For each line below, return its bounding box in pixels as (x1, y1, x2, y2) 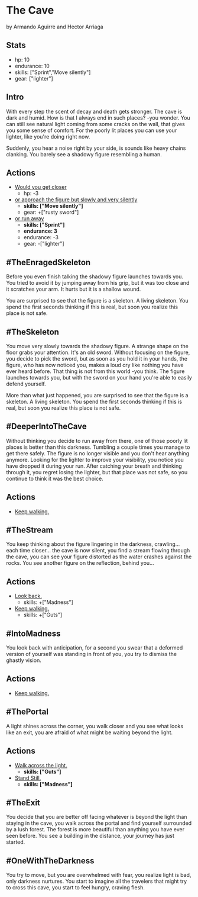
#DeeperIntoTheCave (6, 422, 87, 432)
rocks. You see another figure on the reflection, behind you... (6, 560, 155, 567)
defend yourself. (6, 380, 46, 387)
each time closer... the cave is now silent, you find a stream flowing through (6, 547, 190, 554)
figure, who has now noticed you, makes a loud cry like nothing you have (6, 362, 184, 368)
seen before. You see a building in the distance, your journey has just (6, 832, 174, 840)
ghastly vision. (6, 657, 41, 664)
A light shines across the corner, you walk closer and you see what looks (6, 722, 184, 729)
